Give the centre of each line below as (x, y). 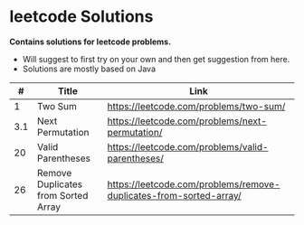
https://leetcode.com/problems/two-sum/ (196, 106)
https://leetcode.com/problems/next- (187, 121)
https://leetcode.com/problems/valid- (188, 146)
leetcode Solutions (81, 17)
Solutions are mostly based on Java (89, 69)
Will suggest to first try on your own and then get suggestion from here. (156, 59)
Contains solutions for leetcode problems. (90, 42)
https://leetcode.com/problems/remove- (194, 184)
